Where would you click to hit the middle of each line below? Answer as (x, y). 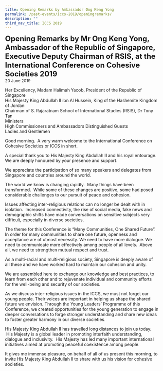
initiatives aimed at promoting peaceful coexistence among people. (72, 344)
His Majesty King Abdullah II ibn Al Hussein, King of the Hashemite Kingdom (81, 101)
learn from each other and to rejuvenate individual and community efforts (79, 279)
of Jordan (15, 106)
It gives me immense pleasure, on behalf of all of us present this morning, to (81, 354)
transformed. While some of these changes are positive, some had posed (79, 190)
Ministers (14, 121)
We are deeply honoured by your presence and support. (61, 160)
